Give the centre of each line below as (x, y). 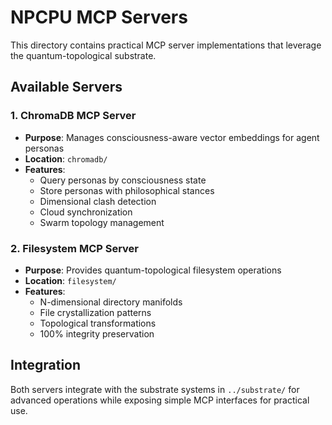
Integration (46, 365)
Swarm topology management (102, 222)
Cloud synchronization (86, 212)
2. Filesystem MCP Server (75, 248)
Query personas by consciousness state (123, 180)
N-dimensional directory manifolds (111, 302)
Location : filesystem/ (70, 280)
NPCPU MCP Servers (99, 17)
